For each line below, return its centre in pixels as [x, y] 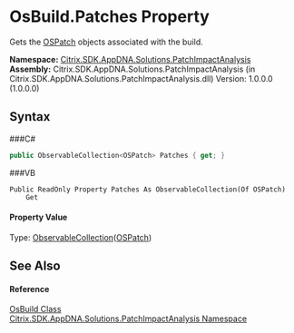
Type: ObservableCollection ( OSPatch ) [81, 237]
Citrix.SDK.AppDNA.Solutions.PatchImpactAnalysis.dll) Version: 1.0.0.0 [142, 78]
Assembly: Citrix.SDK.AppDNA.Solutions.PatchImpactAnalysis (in [132, 69]
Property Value [39, 217]
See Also [35, 266]
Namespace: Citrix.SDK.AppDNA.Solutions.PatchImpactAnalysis [130, 59]
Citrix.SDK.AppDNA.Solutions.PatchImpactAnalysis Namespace [128, 318]
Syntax [30, 117]
